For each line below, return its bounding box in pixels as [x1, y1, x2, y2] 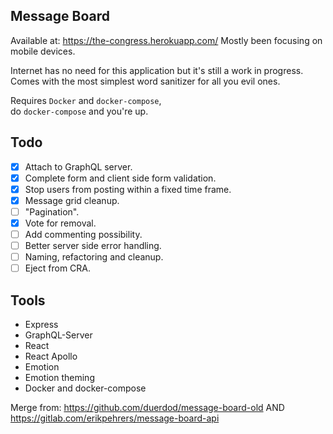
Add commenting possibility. [24, 229, 143, 240]
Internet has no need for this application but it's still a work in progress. [10, 64, 304, 76]
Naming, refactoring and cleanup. [24, 251, 164, 263]
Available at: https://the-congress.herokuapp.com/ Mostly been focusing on [10, 34, 323, 46]
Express [24, 319, 59, 331]
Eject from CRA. [24, 262, 92, 274]
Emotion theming [24, 372, 95, 384]
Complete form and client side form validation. [24, 172, 217, 184]
